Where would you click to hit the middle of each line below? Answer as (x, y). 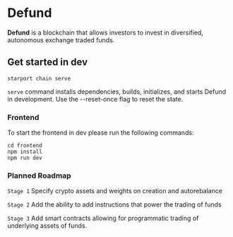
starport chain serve (39, 78)
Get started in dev (48, 62)
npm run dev (25, 158)
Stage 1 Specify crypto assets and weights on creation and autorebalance (115, 191)
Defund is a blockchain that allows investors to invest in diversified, (105, 32)
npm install (25, 152)
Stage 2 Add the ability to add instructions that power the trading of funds (115, 205)
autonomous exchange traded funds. (61, 39)
